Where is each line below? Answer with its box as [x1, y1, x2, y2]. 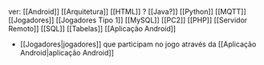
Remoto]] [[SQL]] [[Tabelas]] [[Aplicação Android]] [8, 24, 177, 33]
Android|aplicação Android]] [19, 48, 115, 57]
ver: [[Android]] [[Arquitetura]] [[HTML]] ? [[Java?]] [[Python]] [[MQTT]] [8, 7, 246, 16]
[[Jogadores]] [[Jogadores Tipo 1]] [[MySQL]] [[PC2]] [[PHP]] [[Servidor [8, 15, 248, 25]
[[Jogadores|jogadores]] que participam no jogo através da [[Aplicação [19, 39, 257, 49]
